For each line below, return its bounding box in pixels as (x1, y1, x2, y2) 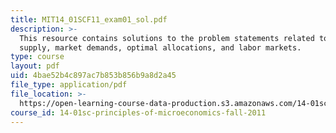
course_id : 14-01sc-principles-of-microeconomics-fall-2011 (10, 107, 267, 118)
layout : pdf (10, 61, 60, 71)
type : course (10, 52, 65, 62)
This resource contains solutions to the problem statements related (19, 33, 315, 43)
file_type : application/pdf (10, 80, 128, 90)
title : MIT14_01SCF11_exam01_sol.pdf (10, 14, 168, 25)
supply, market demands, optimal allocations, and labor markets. (19, 42, 302, 53)
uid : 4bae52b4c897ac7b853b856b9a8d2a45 (10, 71, 177, 81)
